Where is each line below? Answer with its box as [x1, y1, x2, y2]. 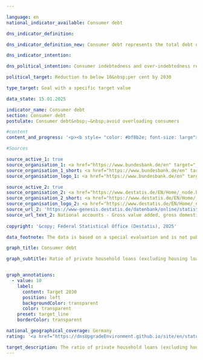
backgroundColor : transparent [22, 300, 98, 306]
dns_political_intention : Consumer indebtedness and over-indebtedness [6, 63, 190, 69]
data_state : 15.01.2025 [6, 96, 66, 102]
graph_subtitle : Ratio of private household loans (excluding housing [6, 256, 188, 262]
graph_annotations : [6, 272, 56, 278]
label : [17, 283, 34, 289]
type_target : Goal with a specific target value [6, 85, 131, 91]
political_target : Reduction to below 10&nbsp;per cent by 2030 [6, 74, 172, 80]
